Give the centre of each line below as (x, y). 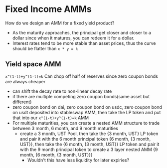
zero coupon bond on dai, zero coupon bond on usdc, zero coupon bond (87, 107)
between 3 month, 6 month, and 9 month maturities (65, 128)
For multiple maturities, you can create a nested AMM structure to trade (86, 123)
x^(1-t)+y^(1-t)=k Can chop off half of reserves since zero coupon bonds (82, 76)
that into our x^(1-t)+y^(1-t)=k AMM (50, 118)
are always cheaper (25, 81)
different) (22, 102)
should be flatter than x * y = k (45, 48)
